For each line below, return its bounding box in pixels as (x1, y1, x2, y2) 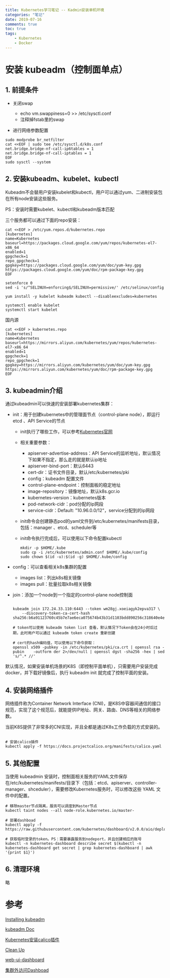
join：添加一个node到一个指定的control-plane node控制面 (12, 592, 133, 598)
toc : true (5, 26, 26, 31)
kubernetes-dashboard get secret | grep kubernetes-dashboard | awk (5, 845, 153, 850)
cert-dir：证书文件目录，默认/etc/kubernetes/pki (27, 469, 130, 476)
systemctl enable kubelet (5, 303, 60, 308)
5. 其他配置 (5, 759, 39, 768)
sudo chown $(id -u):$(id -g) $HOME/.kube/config (20, 554, 127, 559)
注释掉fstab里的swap (20, 116, 65, 122)
